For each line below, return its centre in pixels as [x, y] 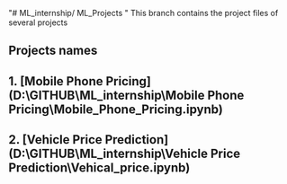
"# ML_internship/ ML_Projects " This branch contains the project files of [143, 13]
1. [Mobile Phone [56, 81]
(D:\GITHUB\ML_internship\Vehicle [108, 154]
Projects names [53, 51]
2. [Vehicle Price [55, 140]
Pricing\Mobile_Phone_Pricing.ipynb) [116, 109]
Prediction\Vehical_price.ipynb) [99, 168]
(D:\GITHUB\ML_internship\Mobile [107, 95]
